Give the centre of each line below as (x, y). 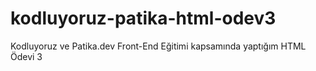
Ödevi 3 (26, 56)
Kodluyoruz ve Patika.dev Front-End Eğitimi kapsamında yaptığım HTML (158, 46)
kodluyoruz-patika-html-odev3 (143, 18)
